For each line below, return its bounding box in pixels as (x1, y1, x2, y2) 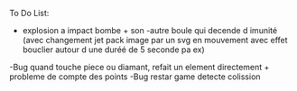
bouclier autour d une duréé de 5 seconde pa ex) (22, 44, 205, 55)
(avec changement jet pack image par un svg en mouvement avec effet (22, 35, 288, 45)
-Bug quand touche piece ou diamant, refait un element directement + (9, 62, 270, 72)
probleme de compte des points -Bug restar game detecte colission (9, 71, 261, 82)
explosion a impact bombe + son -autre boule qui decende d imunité (22, 25, 278, 35)
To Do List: (9, 8, 50, 18)
